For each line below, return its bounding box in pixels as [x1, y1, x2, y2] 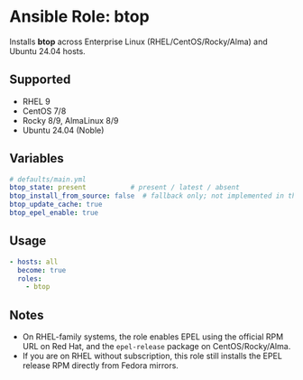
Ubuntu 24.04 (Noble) [22, 125, 105, 135]
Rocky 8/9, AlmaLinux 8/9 [22, 115, 119, 125]
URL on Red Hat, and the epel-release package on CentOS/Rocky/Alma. [22, 341, 291, 352]
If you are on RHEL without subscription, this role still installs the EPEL [22, 350, 282, 362]
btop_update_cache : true [9, 200, 103, 209]
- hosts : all [9, 257, 59, 266]
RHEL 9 [22, 96, 51, 107]
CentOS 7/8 [22, 106, 67, 116]
